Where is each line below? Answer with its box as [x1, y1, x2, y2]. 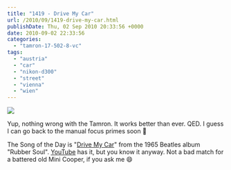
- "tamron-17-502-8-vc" [13, 42, 82, 49]
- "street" [13, 74, 45, 82]
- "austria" [13, 56, 48, 62]
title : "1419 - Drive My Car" [7, 10, 95, 17]
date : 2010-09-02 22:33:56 [7, 29, 85, 37]
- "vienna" [13, 81, 45, 88]
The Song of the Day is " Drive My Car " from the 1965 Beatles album [7, 140, 201, 149]
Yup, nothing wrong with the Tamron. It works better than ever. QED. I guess [7, 119, 224, 128]
